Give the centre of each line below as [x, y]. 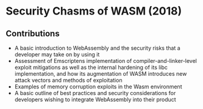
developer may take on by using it [57, 54]
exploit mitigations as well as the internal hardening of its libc [91, 67]
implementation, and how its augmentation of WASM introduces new [101, 74]
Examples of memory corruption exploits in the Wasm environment [98, 87]
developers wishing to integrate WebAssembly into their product [95, 99]
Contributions [33, 34]
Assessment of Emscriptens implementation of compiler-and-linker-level [106, 61]
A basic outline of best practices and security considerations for [95, 93]
